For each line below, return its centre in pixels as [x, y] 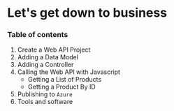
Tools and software [45, 102]
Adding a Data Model [48, 57]
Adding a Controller [45, 65]
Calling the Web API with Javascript [69, 72]
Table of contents [38, 35]
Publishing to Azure [45, 94]
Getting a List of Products [65, 80]
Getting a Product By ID [61, 87]
